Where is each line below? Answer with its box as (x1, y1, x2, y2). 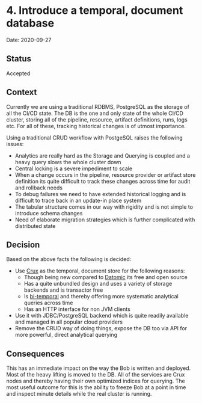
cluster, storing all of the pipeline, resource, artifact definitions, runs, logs (6, 115, 188, 123)
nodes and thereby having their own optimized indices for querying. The (6, 377, 185, 385)
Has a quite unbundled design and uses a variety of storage (23, 280, 173, 288)
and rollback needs (14, 184, 63, 191)
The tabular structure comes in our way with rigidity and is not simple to (14, 203, 194, 211)
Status (6, 54, 32, 64)
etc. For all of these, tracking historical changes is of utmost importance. (6, 122, 186, 129)
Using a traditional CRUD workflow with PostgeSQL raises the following (6, 134, 183, 141)
